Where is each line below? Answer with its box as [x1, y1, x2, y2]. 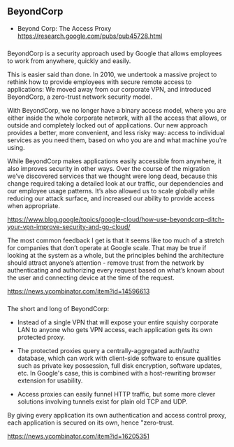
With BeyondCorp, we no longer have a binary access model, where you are [7, 106, 227, 114]
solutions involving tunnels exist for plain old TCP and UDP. [17, 397, 188, 406]
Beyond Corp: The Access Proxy [17, 24, 112, 32]
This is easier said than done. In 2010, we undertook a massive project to [7, 70, 217, 78]
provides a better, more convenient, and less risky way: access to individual [7, 128, 225, 137]
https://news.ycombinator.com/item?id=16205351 [7, 432, 150, 440]
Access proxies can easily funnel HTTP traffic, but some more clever [17, 390, 216, 398]
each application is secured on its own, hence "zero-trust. [7, 418, 175, 427]
